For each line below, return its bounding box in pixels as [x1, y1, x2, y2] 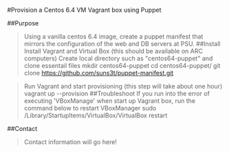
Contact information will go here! [23, 138, 117, 146]
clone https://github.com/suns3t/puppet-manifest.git [23, 69, 174, 77]
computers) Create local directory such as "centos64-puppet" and [23, 54, 213, 62]
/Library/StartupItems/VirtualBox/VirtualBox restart [23, 111, 168, 119]
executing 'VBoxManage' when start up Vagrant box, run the [23, 97, 196, 105]
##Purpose [7, 19, 39, 27]
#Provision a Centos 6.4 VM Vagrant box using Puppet [7, 6, 162, 14]
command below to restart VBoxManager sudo [23, 104, 157, 112]
